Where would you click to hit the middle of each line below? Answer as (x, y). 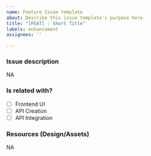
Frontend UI (30, 104)
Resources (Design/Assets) (48, 134)
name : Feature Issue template (45, 12)
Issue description (33, 62)
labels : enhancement (33, 29)
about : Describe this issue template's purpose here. (76, 18)
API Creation (31, 111)
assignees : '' (24, 35)
